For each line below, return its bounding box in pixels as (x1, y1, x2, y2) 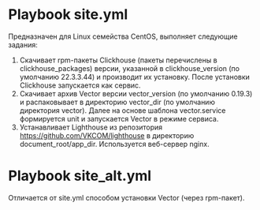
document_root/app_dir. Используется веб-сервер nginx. (19, 139, 210, 148)
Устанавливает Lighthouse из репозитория (19, 122, 163, 132)
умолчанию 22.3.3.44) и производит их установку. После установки (19, 72, 251, 81)
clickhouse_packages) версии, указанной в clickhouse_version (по (19, 63, 240, 73)
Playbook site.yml (8, 6, 128, 24)
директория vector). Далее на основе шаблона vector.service (19, 105, 226, 115)
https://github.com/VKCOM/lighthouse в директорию (19, 130, 195, 140)
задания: (8, 39, 38, 49)
